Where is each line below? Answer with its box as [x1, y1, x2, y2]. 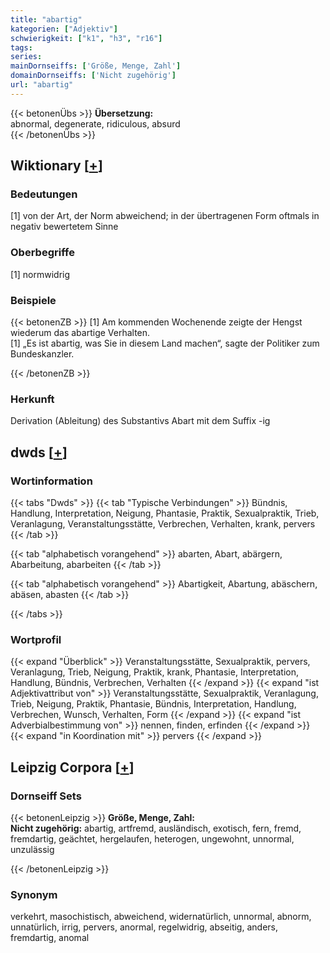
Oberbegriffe [10, 246, 75, 260]
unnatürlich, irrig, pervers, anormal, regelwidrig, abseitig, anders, [10, 921, 278, 933]
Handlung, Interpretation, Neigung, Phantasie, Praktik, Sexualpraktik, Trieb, [10, 507, 320, 520]
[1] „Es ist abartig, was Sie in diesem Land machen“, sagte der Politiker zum [10, 337, 320, 350]
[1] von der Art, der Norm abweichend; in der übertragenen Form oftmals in [10, 210, 320, 222]
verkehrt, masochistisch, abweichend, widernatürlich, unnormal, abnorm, [10, 911, 312, 923]
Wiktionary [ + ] [10, 157, 103, 175]
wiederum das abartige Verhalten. [10, 327, 151, 339]
